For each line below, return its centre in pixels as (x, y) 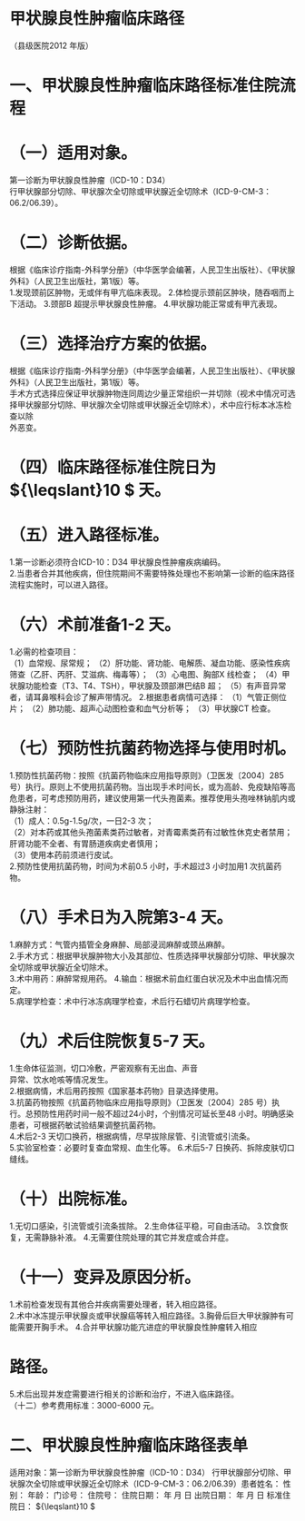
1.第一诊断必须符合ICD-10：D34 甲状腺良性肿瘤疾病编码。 (118, 562)
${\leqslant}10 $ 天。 (90, 490)
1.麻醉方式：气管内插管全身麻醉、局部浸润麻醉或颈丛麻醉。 (119, 944)
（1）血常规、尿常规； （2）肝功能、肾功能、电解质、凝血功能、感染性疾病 (150, 663)
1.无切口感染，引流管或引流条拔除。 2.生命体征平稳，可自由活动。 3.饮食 (145, 1226)
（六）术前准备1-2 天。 (95, 625)
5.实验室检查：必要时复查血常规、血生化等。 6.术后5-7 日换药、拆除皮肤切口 (152, 1147)
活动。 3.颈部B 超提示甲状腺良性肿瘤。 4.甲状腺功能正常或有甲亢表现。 (149, 304)
